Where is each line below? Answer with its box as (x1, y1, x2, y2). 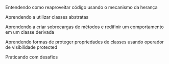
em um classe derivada (5, 29, 55, 35)
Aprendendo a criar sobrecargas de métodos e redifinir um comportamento (5, 24, 164, 30)
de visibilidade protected (5, 44, 58, 50)
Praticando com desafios (5, 54, 58, 60)
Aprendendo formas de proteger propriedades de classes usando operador (5, 39, 164, 45)
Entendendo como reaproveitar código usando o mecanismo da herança (5, 5, 158, 10)
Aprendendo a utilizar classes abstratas (5, 14, 89, 20)
